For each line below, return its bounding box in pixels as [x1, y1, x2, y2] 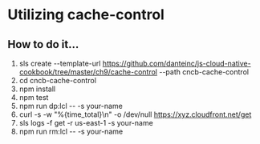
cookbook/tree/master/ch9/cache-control [18, 67, 158, 77]
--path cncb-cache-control [159, 67, 250, 77]
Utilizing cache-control [7, 6, 165, 24]
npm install [18, 84, 56, 94]
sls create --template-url [18, 58, 101, 68]
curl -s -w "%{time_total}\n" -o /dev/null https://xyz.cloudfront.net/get [18, 110, 252, 119]
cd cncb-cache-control [18, 76, 97, 85]
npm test [18, 93, 49, 102]
